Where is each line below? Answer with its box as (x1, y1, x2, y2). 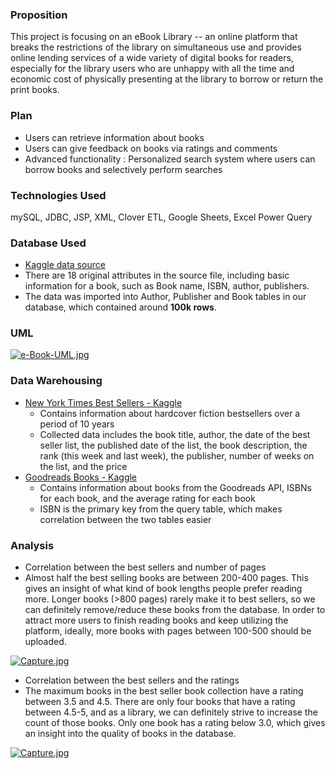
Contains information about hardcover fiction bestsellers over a (39, 407, 301, 419)
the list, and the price (39, 460, 128, 472)
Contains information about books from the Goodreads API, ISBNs (39, 481, 312, 493)
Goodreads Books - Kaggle (24, 471, 138, 483)
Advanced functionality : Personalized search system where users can (24, 153, 316, 165)
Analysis (10, 538, 55, 552)
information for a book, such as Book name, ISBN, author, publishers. (24, 280, 310, 292)
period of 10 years (39, 418, 115, 430)
